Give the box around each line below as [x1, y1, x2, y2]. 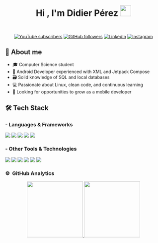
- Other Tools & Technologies [5, 146, 77, 153]
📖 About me [5, 48, 42, 57]
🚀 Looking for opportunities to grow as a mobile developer [12, 88, 132, 94]
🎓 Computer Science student [12, 61, 74, 67]
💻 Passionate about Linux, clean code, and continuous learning [12, 81, 143, 87]
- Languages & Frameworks [5, 121, 73, 128]
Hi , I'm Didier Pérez [35, 7, 118, 19]
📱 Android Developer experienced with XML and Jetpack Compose [12, 69, 150, 75]
